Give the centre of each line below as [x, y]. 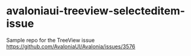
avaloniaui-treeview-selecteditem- [96, 11]
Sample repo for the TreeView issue [51, 40]
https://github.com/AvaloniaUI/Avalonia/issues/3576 [71, 46]
